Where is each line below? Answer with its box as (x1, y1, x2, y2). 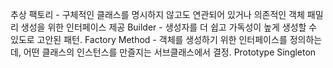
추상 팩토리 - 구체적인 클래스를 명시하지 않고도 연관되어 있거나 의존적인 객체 (10, 9, 305, 20)
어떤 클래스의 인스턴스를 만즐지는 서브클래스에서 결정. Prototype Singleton (23, 46, 317, 58)
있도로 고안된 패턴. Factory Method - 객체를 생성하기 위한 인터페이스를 (10, 34, 288, 45)
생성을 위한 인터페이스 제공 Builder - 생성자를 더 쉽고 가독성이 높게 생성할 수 (20, 21, 318, 33)
